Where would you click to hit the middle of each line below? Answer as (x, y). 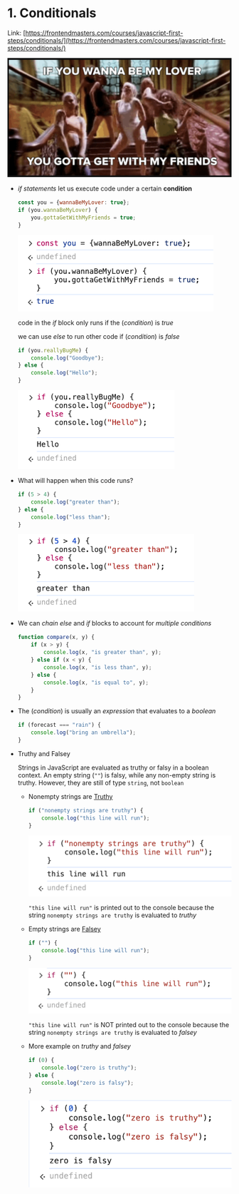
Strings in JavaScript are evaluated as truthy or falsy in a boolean (113, 767)
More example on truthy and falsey (80, 1046)
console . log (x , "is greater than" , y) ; (103, 653)
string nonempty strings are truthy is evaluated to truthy (112, 915)
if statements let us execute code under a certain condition (105, 189)
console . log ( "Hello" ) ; (64, 373)
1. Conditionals (52, 13)
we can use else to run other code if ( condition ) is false (99, 336)
